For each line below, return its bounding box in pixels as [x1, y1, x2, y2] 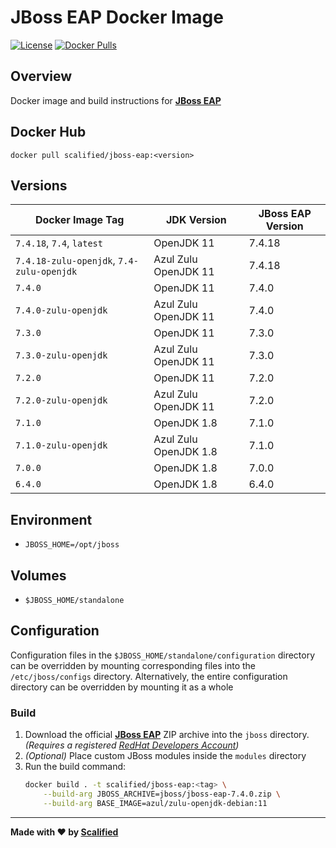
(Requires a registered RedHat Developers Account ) [24, 739, 240, 751]
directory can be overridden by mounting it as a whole [10, 681, 234, 693]
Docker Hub [10, 124, 87, 141]
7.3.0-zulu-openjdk [15, 350, 108, 361]
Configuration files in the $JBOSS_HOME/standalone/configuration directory [10, 649, 316, 661]
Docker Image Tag [35, 213, 125, 227]
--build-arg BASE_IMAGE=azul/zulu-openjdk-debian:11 [43, 798, 268, 808]
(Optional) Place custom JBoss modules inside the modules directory [24, 750, 307, 762]
